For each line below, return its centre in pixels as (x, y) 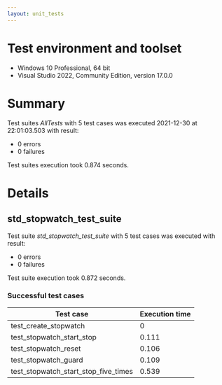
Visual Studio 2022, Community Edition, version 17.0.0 (95, 75)
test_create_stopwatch (48, 325)
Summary (36, 103)
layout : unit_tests (36, 14)
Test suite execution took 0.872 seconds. (67, 278)
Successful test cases (46, 296)
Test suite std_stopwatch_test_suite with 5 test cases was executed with (111, 236)
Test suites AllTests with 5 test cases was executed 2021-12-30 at (102, 122)
